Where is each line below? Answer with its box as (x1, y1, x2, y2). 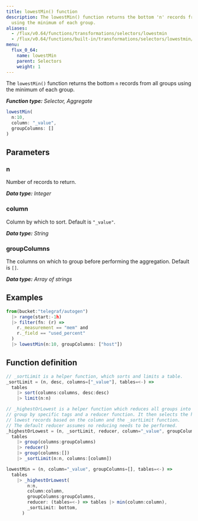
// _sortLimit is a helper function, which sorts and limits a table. (6, 373, 183, 379)
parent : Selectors (16, 58, 62, 64)
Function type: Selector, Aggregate (6, 98, 93, 105)
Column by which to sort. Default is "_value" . (6, 218, 116, 225)
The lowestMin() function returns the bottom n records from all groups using (6, 80, 192, 87)
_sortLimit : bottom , (27, 505, 78, 511)
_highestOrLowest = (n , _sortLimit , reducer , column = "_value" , (6, 428, 165, 434)
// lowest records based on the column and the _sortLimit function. (6, 417, 181, 423)
